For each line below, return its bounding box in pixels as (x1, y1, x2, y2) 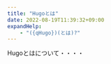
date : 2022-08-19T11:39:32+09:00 (7, 17, 105, 23)
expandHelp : (7, 23, 42, 30)
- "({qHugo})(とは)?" (20, 29, 80, 36)
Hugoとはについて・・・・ (7, 49, 84, 57)
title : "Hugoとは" (7, 10, 59, 17)
